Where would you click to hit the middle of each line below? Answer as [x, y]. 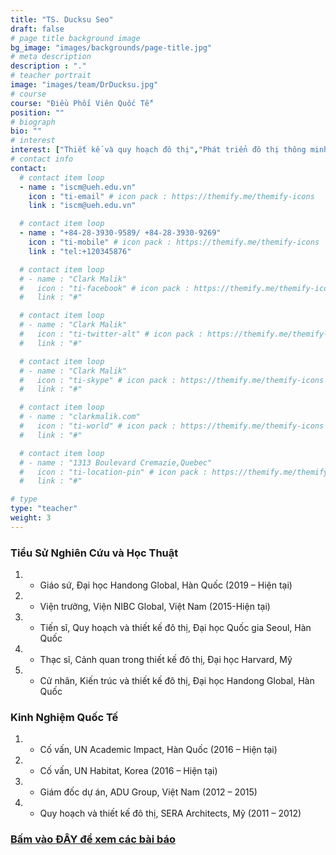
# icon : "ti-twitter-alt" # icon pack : [111, 334]
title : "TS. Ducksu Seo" [62, 19]
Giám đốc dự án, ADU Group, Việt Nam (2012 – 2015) [148, 792]
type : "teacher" [44, 509]
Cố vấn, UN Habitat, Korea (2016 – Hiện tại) [128, 771]
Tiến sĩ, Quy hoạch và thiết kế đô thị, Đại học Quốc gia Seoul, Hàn [175, 628]
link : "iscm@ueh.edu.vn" [82, 206]
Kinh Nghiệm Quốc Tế [64, 717]
